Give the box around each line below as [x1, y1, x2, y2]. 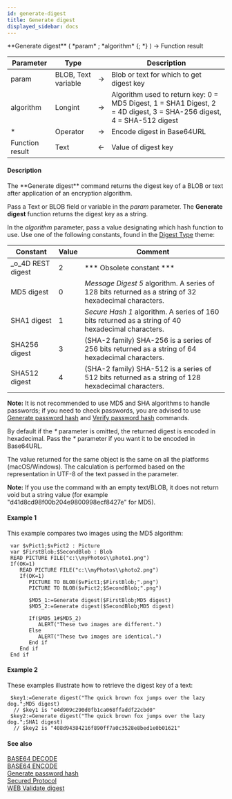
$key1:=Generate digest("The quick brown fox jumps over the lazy [10, 694, 206, 702]
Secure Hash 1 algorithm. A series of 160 [84, 307, 220, 317]
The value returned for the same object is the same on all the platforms [7, 455, 209, 463]
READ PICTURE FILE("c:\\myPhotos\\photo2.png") [19, 566, 159, 574]
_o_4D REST [10, 258, 50, 268]
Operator [55, 127, 85, 137]
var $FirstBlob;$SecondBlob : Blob [10, 548, 113, 555]
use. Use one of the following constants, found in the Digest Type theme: [7, 230, 215, 238]
